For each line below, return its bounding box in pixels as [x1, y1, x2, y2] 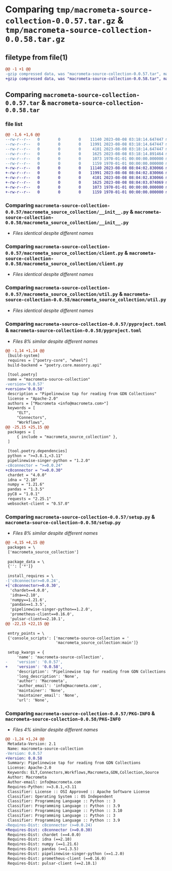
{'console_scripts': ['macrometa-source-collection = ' [7, 636, 130, 641]
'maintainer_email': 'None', [16, 693, 79, 698]
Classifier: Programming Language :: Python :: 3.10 [7, 808, 123, 813]
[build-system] [7, 353, 40, 358]
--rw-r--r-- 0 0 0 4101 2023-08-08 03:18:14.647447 [5, 146, 164, 152]
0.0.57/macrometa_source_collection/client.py [5, 250, 124, 256]
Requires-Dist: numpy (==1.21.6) [7, 842, 79, 847]
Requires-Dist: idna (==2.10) [7, 837, 72, 842]
